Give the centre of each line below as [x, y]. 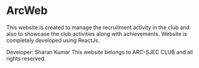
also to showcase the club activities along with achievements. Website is [97, 33]
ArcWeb [27, 11]
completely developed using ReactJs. [53, 40]
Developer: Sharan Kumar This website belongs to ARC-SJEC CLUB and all [100, 52]
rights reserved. [26, 58]
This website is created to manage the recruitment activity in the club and [98, 27]
